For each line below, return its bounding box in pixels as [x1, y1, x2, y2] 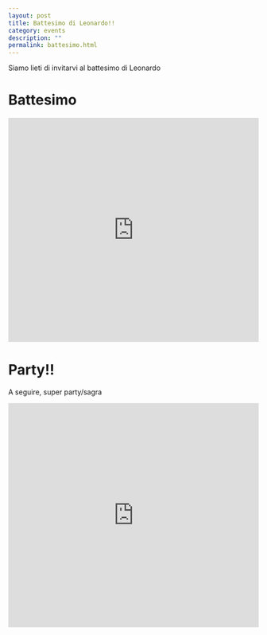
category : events [8, 26, 66, 34]
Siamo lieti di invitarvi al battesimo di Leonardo [8, 63, 161, 73]
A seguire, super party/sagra [8, 387, 103, 397]
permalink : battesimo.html [8, 41, 98, 49]
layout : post [8, 11, 52, 20]
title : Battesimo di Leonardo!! [8, 19, 115, 27]
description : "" [8, 33, 62, 42]
